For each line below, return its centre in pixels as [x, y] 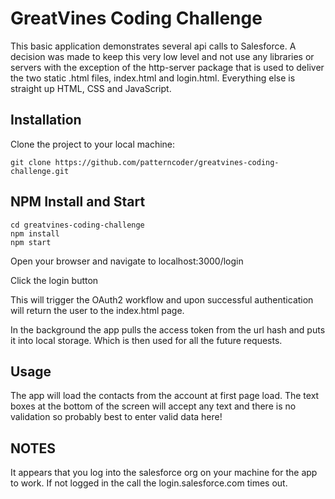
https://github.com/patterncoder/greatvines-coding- [167, 162]
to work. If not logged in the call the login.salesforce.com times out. [149, 483]
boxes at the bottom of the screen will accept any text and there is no [153, 406]
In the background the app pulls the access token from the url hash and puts [168, 329]
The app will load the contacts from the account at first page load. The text [165, 396]
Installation [46, 120]
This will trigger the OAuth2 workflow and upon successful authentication [162, 299]
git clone [31, 162]
